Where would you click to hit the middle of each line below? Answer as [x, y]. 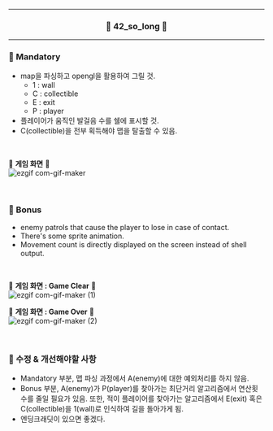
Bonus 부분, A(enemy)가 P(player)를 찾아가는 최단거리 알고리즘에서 [128, 389]
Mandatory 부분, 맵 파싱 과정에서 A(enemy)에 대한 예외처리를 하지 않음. [134, 378]
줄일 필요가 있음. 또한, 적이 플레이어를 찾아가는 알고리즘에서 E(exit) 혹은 [149, 398]
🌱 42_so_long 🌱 [136, 26]
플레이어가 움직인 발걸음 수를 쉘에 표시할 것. [90, 120]
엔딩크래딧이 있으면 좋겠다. [63, 419]
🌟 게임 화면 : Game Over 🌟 [52, 311]
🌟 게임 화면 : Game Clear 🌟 [52, 285]
